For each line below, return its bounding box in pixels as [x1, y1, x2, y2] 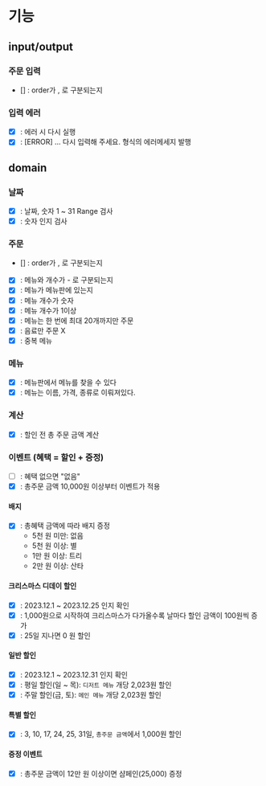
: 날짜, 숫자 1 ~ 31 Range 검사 [19, 206, 113, 215]
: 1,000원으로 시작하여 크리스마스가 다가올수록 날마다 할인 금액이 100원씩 [19, 610, 250, 620]
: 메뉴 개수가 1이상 [19, 305, 77, 315]
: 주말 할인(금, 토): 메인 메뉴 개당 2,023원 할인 [19, 690, 162, 700]
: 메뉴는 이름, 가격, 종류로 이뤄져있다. [19, 387, 136, 398]
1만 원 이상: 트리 [31, 551, 83, 561]
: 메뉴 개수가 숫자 [19, 295, 74, 305]
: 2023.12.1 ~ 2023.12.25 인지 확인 [19, 600, 130, 610]
